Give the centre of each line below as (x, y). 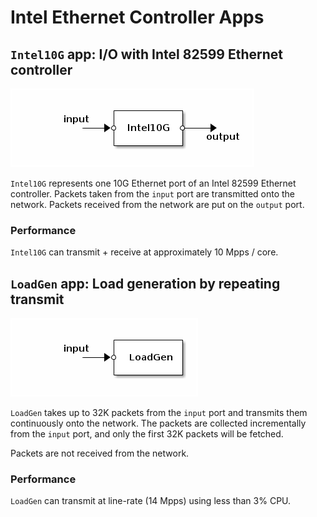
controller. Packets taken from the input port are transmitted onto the (153, 194)
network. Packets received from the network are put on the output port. (157, 204)
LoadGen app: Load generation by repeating (145, 283)
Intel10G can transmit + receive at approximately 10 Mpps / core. (144, 252)
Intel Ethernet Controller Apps (137, 17)
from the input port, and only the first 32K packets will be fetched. (147, 434)
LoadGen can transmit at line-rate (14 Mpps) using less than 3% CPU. (151, 501)
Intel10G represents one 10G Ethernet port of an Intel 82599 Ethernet (153, 183)
